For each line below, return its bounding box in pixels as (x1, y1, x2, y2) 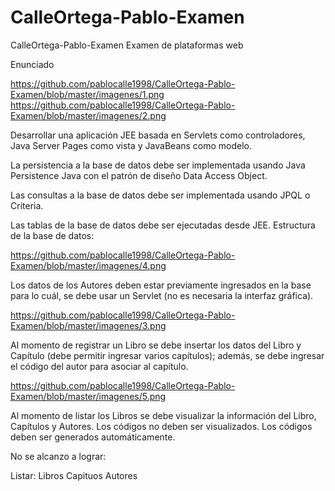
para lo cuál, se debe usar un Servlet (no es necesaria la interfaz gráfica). (10, 289, 314, 301)
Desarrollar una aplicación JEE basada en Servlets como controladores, (10, 129, 306, 141)
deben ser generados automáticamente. (10, 431, 176, 443)
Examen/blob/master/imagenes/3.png (10, 319, 167, 331)
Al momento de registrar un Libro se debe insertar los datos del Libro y (10, 339, 302, 351)
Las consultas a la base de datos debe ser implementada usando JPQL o (10, 189, 311, 201)
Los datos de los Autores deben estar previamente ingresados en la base (10, 279, 312, 291)
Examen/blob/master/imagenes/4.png (10, 259, 167, 271)
